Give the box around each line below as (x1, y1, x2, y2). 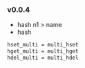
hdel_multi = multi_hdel (7, 54, 79, 62)
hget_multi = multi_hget (7, 48, 79, 55)
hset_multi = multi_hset (7, 42, 79, 49)
